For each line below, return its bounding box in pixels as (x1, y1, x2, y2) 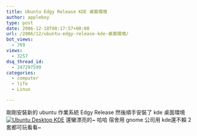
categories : (6, 70, 36, 76)
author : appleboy (6, 14, 50, 20)
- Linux (11, 86, 31, 92)
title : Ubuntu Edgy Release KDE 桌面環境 (6, 8, 108, 15)
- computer (11, 75, 39, 81)
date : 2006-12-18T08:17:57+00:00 (6, 25, 90, 32)
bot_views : (6, 36, 34, 42)
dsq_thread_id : (6, 58, 44, 64)
